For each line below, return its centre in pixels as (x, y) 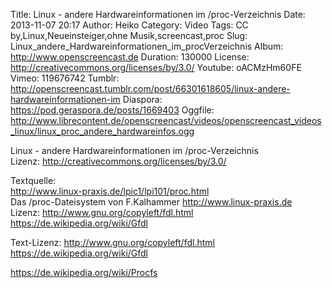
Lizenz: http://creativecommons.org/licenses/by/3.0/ (118, 161)
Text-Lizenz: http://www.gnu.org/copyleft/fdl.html (112, 242)
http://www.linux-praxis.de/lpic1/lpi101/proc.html (110, 191)
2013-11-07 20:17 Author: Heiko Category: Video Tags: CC (129, 25)
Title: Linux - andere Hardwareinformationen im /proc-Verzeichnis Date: (158, 14)
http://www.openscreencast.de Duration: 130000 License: (130, 57)
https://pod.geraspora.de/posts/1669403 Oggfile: (112, 110)
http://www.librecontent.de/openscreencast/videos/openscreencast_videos (166, 120)
